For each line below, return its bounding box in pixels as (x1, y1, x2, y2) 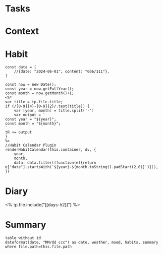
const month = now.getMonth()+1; (5, 91, 74, 96)
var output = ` (14, 113, 46, 118)
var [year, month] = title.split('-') (14, 108, 94, 113)
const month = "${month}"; (5, 121, 61, 127)
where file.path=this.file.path (5, 244, 72, 250)
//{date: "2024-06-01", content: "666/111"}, (14, 69, 110, 74)
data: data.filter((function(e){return (14, 160, 97, 165)
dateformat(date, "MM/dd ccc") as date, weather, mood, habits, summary (5, 240, 159, 245)
